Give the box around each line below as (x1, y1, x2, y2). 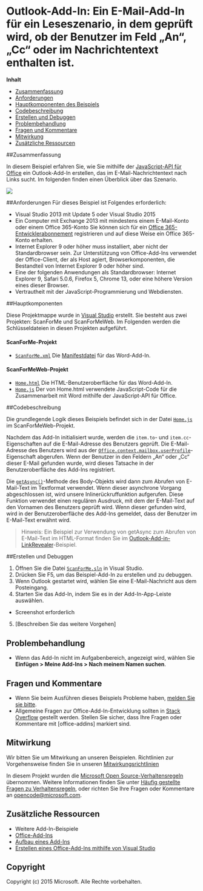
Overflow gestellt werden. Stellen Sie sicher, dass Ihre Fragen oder (15, 713, 182, 720)
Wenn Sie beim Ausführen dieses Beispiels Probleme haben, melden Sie (15, 694, 196, 702)
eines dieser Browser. (15, 281, 70, 289)
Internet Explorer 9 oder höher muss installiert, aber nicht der (15, 243, 168, 250)
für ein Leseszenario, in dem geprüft (6, 17, 193, 31)
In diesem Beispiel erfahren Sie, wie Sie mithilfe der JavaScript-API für (6, 163, 182, 170)
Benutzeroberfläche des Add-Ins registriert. (6, 466, 116, 473)
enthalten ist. (6, 56, 75, 70)
